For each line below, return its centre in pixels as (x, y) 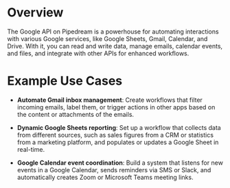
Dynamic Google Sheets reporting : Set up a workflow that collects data (119, 127)
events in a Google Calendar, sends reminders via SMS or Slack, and (114, 170)
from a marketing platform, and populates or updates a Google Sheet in (118, 142)
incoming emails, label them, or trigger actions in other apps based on (116, 107)
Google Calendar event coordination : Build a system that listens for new (120, 163)
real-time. (31, 149)
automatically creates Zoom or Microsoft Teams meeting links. (105, 177)
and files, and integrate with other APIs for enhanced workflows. (98, 53)
